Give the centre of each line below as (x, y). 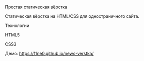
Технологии (17, 25)
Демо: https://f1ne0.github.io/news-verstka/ (49, 53)
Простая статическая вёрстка (36, 7)
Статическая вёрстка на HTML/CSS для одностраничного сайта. (72, 16)
